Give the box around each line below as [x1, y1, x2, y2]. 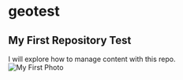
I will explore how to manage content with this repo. [8, 54, 176, 64]
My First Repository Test [8, 34, 132, 47]
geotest [8, 2, 61, 20]
